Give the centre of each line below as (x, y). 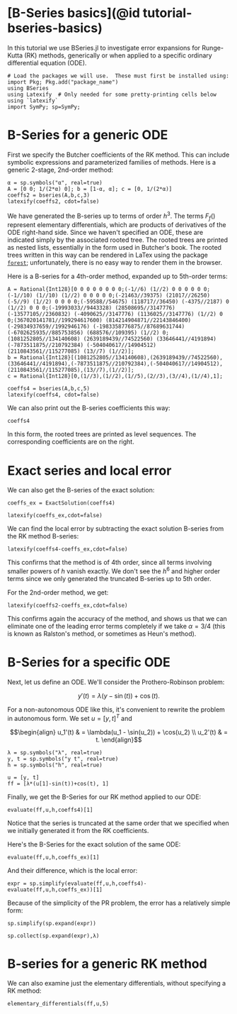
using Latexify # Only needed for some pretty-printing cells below (112, 94)
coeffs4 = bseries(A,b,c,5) (49, 389)
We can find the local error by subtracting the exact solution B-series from (116, 529)
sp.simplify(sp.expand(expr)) (52, 923)
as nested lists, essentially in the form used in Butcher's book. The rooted (114, 248)
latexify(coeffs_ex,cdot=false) (55, 516)
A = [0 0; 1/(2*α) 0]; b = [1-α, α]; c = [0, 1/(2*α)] (90, 189)
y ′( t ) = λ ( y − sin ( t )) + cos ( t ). (119, 695)
